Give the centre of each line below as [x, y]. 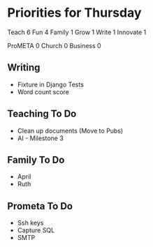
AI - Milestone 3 [41, 138]
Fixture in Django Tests [50, 84]
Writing [24, 68]
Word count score [43, 91]
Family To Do [36, 159]
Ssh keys [30, 223]
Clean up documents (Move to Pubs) [70, 130]
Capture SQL [36, 230]
